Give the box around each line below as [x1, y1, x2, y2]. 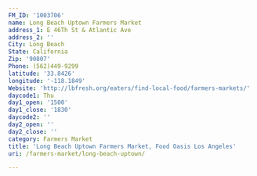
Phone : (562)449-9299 [8, 63, 79, 70]
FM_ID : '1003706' [8, 11, 65, 20]
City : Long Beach [8, 41, 65, 48]
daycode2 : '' [8, 113, 51, 121]
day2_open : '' [8, 120, 55, 128]
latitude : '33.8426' [8, 70, 76, 77]
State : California [8, 48, 68, 56]
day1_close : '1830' [8, 106, 72, 114]
